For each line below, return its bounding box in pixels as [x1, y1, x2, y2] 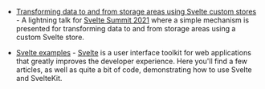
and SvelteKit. [15, 74, 63, 83]
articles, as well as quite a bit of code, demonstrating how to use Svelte [15, 65, 252, 75]
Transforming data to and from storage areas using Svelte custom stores [15, 7, 257, 16]
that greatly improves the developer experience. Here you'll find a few [15, 56, 247, 66]
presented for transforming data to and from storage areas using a [15, 24, 236, 33]
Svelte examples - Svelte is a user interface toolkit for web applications [15, 48, 251, 57]
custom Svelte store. [15, 32, 84, 42]
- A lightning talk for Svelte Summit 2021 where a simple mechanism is [15, 15, 250, 25]
